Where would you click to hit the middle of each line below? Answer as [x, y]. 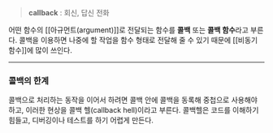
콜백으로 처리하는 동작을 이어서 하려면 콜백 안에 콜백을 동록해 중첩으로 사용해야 [133, 100]
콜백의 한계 [29, 80]
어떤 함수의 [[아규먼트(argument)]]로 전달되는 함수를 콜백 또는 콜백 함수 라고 [129, 30]
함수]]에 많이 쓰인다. [41, 50]
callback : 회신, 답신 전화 [69, 13]
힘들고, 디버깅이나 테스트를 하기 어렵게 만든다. [81, 120]
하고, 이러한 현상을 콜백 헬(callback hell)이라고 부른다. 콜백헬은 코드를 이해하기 [134, 110]
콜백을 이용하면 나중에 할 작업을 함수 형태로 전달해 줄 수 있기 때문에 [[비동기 [139, 40]
